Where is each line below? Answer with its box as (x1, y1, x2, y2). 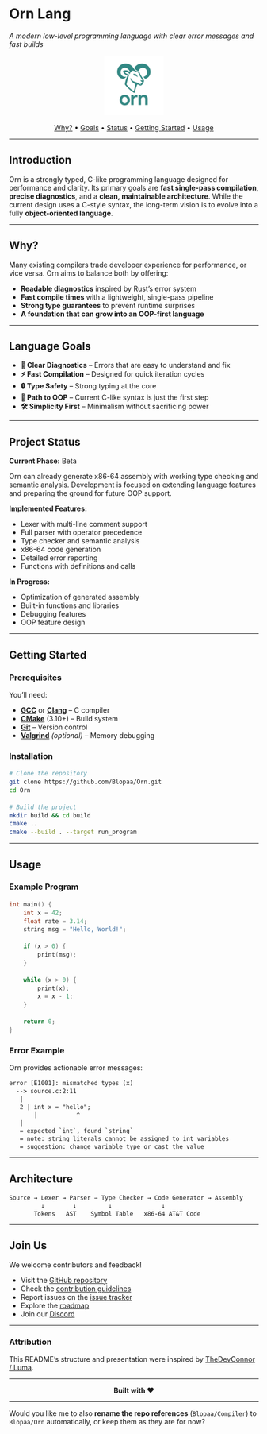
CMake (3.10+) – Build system (20, 713, 118, 723)
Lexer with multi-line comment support (20, 520, 147, 529)
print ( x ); (37, 984, 70, 992)
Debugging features (20, 609, 86, 619)
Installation (9, 750, 54, 761)
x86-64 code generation (20, 545, 101, 555)
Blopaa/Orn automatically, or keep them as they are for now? (9, 1417, 205, 1427)
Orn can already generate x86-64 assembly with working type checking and (9, 472, 259, 481)
